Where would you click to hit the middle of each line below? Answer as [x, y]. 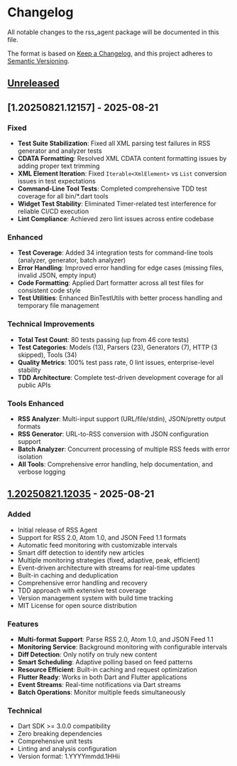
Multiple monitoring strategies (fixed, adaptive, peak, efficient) [109, 560]
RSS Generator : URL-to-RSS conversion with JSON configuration [113, 434]
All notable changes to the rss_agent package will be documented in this [113, 32]
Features [23, 624]
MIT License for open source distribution [77, 605]
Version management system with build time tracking [95, 597]
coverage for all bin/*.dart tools [63, 196]
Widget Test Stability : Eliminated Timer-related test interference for [117, 204]
